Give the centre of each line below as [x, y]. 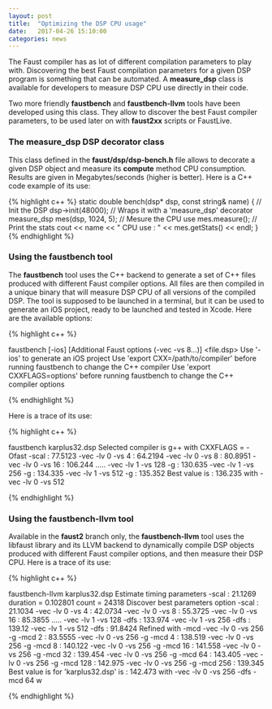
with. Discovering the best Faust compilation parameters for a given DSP [130, 71]
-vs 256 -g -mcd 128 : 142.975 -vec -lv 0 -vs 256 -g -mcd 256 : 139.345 [144, 663]
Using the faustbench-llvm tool [71, 519]
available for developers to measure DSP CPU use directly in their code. [129, 88]
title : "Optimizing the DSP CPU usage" [78, 24]
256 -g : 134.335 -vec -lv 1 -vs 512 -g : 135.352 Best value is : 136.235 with [133, 473]
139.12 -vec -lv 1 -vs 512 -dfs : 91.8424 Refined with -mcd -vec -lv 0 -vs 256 [136, 628]
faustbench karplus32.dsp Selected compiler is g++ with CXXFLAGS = [127, 447]
